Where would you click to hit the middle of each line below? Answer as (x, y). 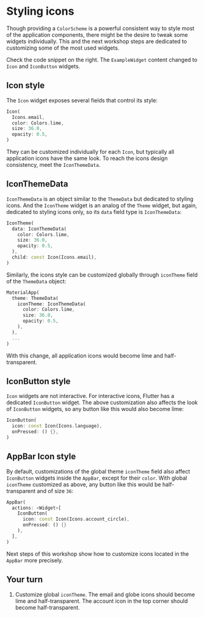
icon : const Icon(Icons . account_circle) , (76, 519)
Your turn (25, 580)
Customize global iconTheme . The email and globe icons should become (105, 594)
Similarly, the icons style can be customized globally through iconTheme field (102, 275)
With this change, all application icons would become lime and (85, 355)
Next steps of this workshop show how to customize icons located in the (98, 554)
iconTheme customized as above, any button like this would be (84, 484)
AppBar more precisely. (35, 560)
